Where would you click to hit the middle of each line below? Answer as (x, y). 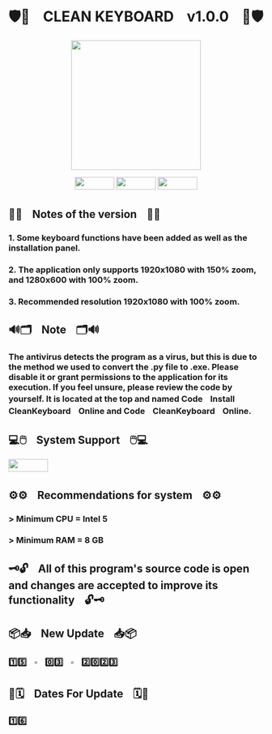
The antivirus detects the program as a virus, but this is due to (133, 357)
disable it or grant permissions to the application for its (118, 378)
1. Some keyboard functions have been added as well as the (128, 238)
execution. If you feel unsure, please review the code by (121, 387)
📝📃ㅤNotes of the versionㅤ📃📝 (85, 214)
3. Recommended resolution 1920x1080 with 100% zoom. (124, 302)
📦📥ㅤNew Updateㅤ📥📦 (73, 634)
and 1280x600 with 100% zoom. (74, 280)
